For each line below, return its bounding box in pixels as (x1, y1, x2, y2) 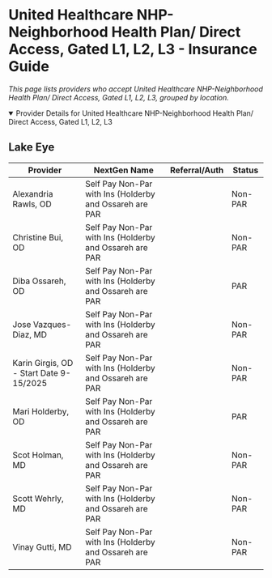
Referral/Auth (169, 164, 224, 176)
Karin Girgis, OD (12, 357, 74, 368)
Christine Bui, (12, 232, 63, 243)
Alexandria (12, 188, 53, 199)
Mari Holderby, (12, 406, 70, 417)
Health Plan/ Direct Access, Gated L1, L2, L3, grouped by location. (8, 92, 229, 102)
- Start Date (12, 367, 58, 378)
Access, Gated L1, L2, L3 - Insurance (8, 40, 257, 58)
